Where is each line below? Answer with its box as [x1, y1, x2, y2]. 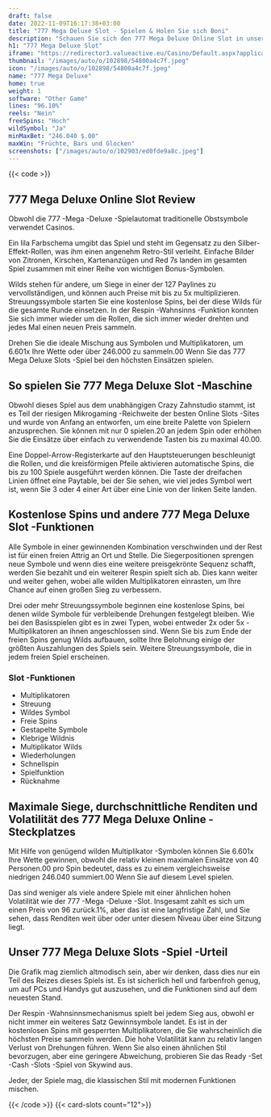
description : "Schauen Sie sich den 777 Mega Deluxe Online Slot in [8, 34, 244, 43]
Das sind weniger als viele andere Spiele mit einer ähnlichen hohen [8, 888, 231, 897]
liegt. [8, 922, 26, 931]
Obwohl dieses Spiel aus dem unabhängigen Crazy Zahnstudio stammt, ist [8, 401, 256, 409]
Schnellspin [19, 759, 59, 769]
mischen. [8, 1084, 39, 1094]
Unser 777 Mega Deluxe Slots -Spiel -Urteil [8, 946, 228, 960]
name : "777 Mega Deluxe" [8, 72, 92, 80]
